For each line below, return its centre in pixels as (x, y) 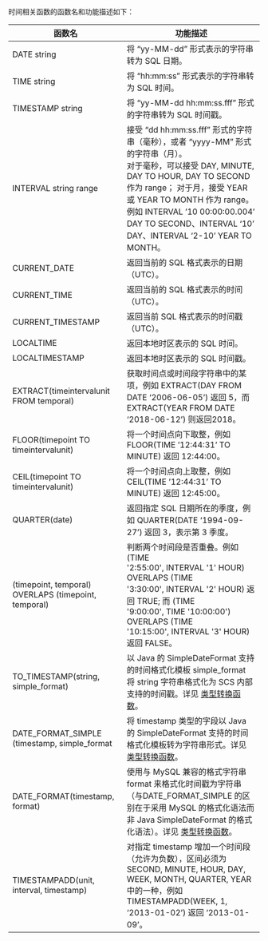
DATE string (34, 54)
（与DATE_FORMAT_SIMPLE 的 (185, 796)
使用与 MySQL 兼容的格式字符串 (187, 772)
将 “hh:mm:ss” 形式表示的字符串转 (190, 76)
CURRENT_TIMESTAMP (56, 322)
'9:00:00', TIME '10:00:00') (179, 611)
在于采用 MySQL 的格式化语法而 (195, 808)
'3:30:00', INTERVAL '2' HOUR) (185, 589)
